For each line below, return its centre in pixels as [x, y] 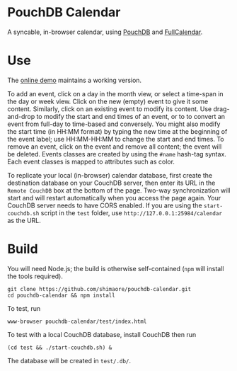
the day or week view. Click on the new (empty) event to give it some [108, 101]
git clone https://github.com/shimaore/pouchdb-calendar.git [99, 289]
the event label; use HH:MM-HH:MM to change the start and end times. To [116, 139]
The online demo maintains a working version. [75, 80]
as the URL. [24, 220]
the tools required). [35, 276]
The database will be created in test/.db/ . [69, 360]
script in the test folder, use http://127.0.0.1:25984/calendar [132, 212]
